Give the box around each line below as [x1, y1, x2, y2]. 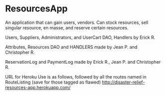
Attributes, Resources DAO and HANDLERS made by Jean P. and [5, 44, 138, 50]
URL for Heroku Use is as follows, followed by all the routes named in [5, 74, 147, 80]
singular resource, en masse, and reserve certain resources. [5, 24, 129, 30]
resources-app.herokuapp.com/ [5, 84, 71, 90]
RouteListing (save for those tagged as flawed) [5, 79, 101, 85]
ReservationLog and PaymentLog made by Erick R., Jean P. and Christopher [5, 59, 161, 65]
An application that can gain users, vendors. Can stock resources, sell [5, 19, 149, 25]
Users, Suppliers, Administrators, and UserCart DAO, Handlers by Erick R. [5, 34, 156, 40]
